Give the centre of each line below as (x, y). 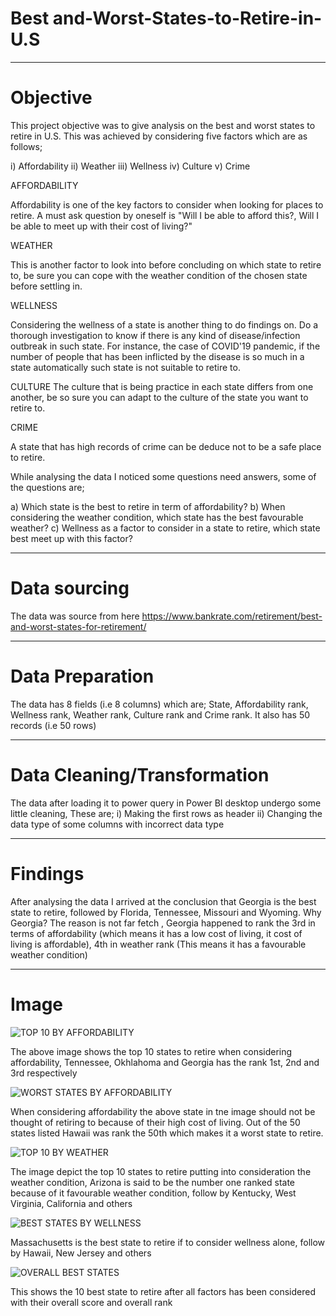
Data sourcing (70, 588)
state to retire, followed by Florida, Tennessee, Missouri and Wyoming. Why (166, 912)
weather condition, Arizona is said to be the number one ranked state (153, 1182)
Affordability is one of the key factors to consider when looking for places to (167, 204)
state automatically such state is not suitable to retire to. (125, 367)
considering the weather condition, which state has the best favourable (157, 517)
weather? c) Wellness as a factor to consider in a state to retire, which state (165, 528)
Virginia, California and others (71, 1203)
